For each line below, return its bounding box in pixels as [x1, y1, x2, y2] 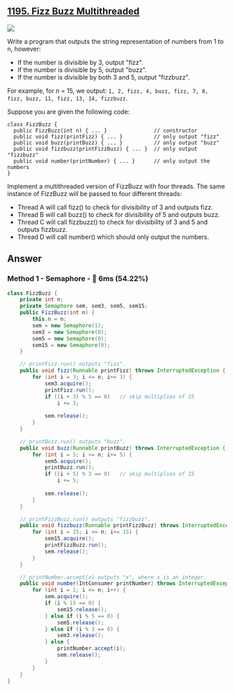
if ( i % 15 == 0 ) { [44, 600, 101, 607]
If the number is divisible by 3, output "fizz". [17, 58, 144, 66]
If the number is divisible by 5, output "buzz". [17, 66, 148, 74]
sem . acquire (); [44, 593, 89, 600]
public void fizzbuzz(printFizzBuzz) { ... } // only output [13, 145, 198, 152]
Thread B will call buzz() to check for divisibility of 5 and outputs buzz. [17, 210, 220, 218]
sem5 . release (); [56, 619, 104, 626]
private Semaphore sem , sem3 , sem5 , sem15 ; [19, 303, 148, 310]
